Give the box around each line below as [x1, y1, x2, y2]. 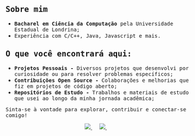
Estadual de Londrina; [14, 26, 80, 33]
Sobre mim [5, 5, 48, 14]
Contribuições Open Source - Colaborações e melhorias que [14, 77, 189, 84]
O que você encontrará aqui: [5, 49, 132, 59]
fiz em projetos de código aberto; [14, 82, 118, 89]
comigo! [5, 112, 28, 118]
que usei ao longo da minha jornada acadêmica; [14, 95, 155, 102]
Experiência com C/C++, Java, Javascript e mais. [14, 32, 161, 39]
